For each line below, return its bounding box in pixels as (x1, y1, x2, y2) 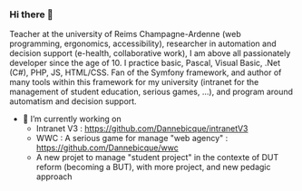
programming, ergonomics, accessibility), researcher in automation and (9, 38, 277, 49)
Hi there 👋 (9, 8, 54, 21)
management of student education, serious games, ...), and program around (9, 86, 293, 98)
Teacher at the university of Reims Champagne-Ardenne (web (9, 29, 242, 40)
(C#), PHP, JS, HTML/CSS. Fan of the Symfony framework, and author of (9, 67, 282, 78)
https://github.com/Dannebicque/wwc (35, 142, 179, 153)
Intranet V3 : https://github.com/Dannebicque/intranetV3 (35, 123, 248, 134)
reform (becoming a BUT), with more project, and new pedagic (35, 162, 271, 173)
